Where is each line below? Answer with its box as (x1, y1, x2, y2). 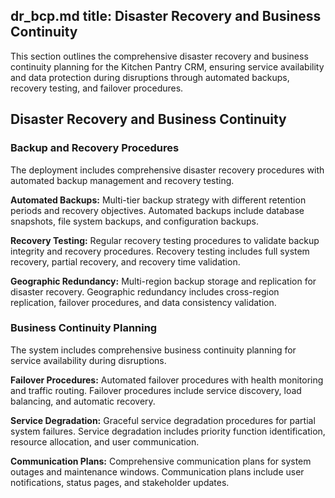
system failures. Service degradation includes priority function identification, (10, 425, 326, 437)
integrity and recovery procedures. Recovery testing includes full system (10, 245, 310, 257)
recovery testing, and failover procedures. (10, 82, 184, 94)
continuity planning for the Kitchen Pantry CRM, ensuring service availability (10, 60, 325, 73)
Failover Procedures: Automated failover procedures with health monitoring (10, 374, 324, 386)
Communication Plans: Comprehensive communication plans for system (10, 455, 312, 467)
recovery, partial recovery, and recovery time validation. (10, 255, 241, 268)
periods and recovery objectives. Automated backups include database (10, 204, 305, 216)
